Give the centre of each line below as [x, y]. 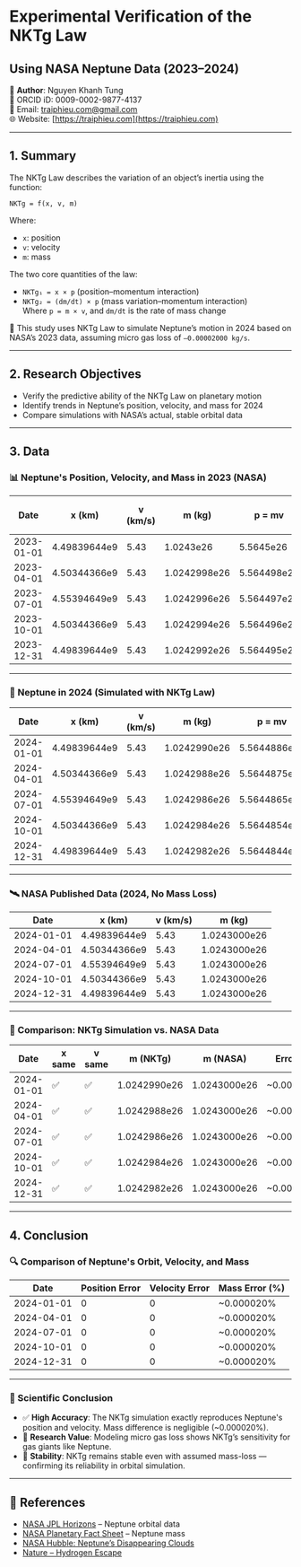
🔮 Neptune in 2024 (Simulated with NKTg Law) [112, 693]
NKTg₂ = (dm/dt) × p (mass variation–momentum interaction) [135, 301]
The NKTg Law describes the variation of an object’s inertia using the [137, 178]
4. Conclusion [49, 1235]
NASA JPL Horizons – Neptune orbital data [101, 1524]
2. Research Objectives [75, 374]
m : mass [36, 257]
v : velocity [41, 247]
